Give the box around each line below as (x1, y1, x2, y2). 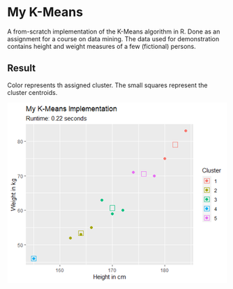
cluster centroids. (7, 88, 58, 96)
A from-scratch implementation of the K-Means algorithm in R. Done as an (7, 27, 220, 36)
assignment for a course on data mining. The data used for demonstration (7, 34, 220, 43)
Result (7, 62, 36, 74)
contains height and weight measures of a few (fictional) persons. (7, 42, 197, 50)
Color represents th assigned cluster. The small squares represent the (7, 81, 208, 89)
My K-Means (7, 4, 84, 20)
